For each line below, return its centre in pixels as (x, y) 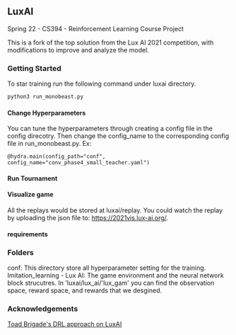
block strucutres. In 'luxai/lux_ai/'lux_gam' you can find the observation (111, 283)
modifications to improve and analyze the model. (78, 50)
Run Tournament (33, 178)
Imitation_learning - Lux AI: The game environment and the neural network (116, 275)
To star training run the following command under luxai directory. (102, 84)
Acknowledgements (43, 309)
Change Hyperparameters (47, 113)
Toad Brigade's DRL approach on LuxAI (65, 324)
